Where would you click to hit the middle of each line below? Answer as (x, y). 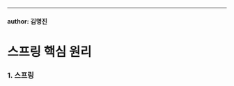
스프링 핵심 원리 (49, 52)
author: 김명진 (27, 21)
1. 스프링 (21, 75)
